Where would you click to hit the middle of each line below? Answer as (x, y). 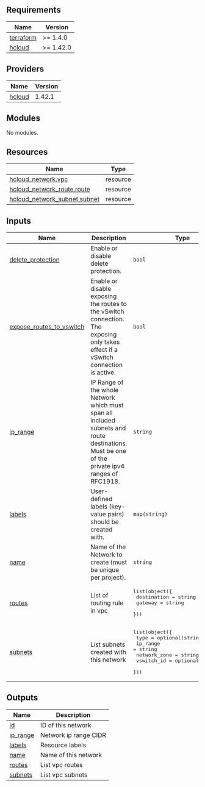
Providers (25, 69)
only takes (105, 342)
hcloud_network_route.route (50, 190)
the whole (105, 390)
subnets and (108, 428)
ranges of (104, 474)
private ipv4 (108, 466)
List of (99, 595)
